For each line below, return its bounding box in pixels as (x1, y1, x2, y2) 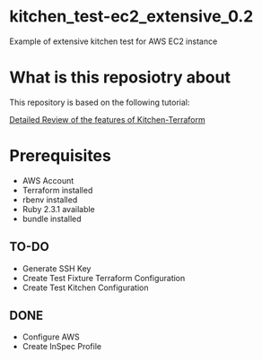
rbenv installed (22, 194, 78, 205)
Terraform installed (22, 184, 93, 195)
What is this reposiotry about (9, 67, 231, 88)
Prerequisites (9, 146, 112, 167)
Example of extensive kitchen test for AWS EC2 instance (9, 36, 218, 47)
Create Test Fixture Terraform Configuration (22, 272, 186, 283)
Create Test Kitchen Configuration (22, 282, 149, 293)
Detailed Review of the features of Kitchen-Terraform (9, 114, 206, 124)
